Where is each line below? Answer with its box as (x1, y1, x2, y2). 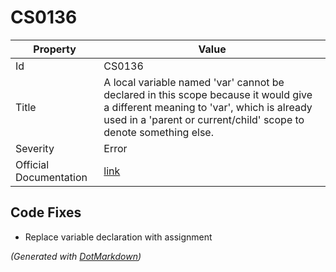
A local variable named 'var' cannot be (103, 75, 285, 89)
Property (33, 42, 77, 56)
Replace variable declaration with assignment (24, 231, 213, 243)
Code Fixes (10, 204, 82, 221)
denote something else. (103, 125, 214, 139)
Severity (15, 141, 55, 155)
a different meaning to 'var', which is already (103, 100, 313, 114)
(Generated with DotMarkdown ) (10, 250, 142, 262)
